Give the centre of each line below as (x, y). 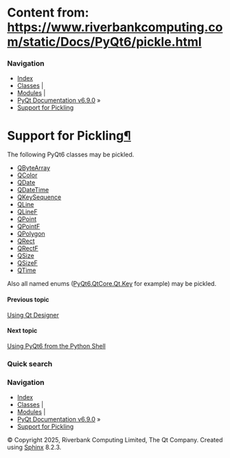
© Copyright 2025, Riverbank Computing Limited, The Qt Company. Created (115, 440)
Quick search (30, 364)
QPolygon (31, 234)
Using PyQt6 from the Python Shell (57, 346)
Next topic (22, 331)
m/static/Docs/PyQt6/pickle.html (104, 42)
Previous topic (28, 300)
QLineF (27, 212)
